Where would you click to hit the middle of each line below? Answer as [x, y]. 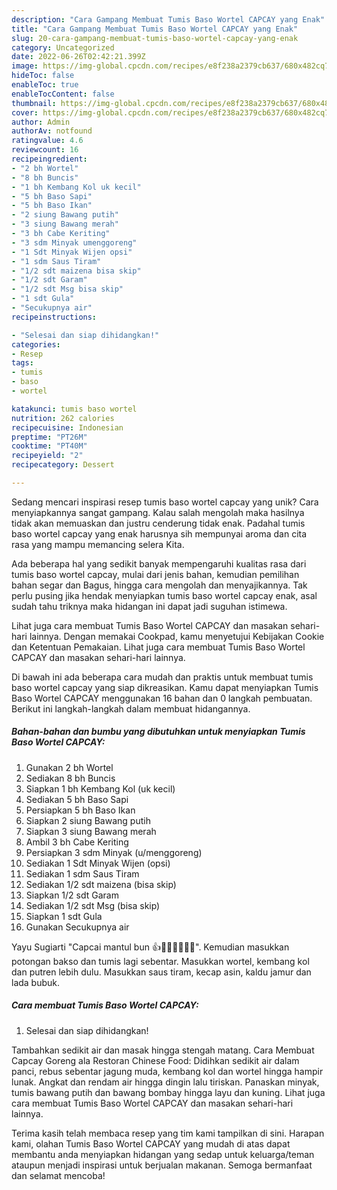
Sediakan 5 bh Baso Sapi [77, 799]
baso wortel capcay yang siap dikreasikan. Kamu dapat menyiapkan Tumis [165, 687]
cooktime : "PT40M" [49, 446]
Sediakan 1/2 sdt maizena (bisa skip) [101, 884]
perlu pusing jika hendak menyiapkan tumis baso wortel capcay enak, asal [164, 595]
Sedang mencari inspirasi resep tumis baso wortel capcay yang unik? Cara [165, 502]
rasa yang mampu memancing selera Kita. [98, 544]
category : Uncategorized [63, 47]
